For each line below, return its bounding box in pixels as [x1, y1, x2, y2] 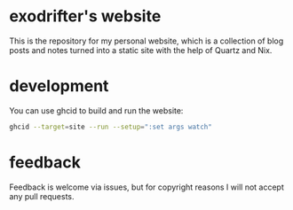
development [9, 76, 109, 97]
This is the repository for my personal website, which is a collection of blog [9, 35, 284, 46]
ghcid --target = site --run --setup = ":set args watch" [9, 122, 213, 131]
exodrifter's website [9, 6, 162, 27]
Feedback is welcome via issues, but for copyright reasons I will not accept [9, 182, 284, 192]
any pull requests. [9, 191, 75, 201]
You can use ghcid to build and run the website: [9, 105, 184, 116]
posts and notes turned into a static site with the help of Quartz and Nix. [9, 44, 273, 55]
